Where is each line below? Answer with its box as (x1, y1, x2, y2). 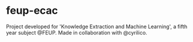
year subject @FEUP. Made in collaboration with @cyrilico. (6, 29, 147, 36)
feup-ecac (6, 4, 58, 17)
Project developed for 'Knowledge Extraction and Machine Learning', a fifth (6, 23, 188, 30)
